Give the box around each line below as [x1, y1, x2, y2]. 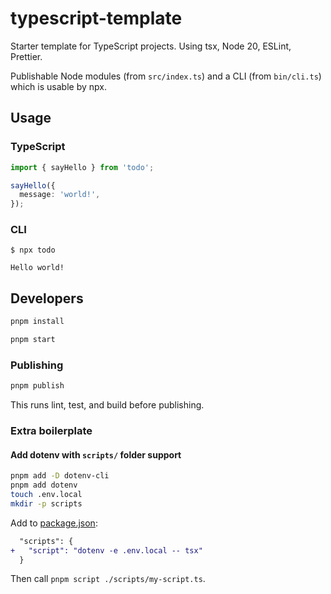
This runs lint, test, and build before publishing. [10, 399, 205, 411]
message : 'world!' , [19, 190, 101, 200]
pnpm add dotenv [10, 480, 78, 491]
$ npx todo [10, 245, 56, 256]
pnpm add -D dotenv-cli [10, 471, 110, 481]
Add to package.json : [10, 517, 98, 529]
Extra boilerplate [10, 424, 93, 438]
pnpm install [10, 317, 65, 327]
